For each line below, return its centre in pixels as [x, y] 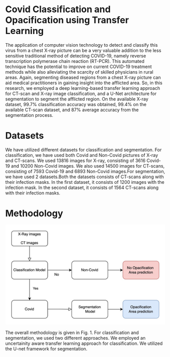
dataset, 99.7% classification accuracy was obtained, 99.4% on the [76, 104]
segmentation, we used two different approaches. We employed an [75, 338]
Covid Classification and [58, 9]
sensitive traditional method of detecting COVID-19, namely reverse [76, 56]
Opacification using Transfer [67, 20]
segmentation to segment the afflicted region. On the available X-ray [77, 99]
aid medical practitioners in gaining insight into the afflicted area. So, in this [84, 83]
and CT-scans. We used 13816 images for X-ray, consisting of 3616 [75, 160]
